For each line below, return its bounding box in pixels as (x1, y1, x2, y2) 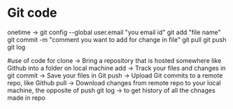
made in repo (7, 93, 45, 102)
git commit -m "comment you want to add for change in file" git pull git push (7, 35, 227, 43)
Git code (7, 5, 57, 21)
